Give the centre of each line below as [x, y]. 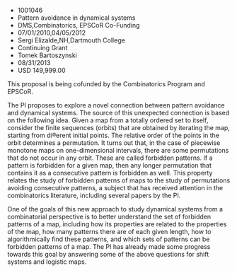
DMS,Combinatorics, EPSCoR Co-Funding [79, 25]
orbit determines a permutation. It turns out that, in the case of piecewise [114, 143]
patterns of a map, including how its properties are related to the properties [117, 224]
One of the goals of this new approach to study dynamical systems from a [115, 209]
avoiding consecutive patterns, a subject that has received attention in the [115, 188]
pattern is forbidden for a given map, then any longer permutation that [110, 165]
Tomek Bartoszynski [47, 55]
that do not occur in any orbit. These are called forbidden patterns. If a [110, 158]
